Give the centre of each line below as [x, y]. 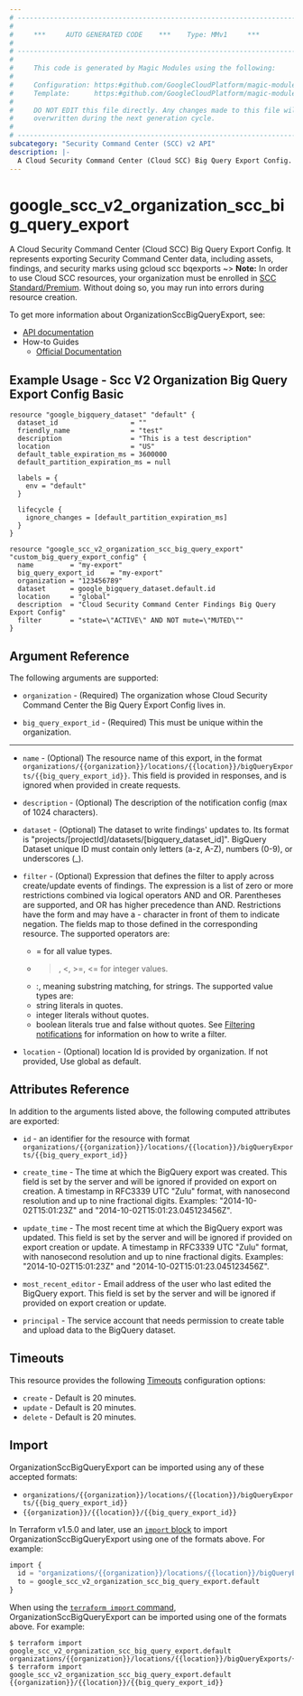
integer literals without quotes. [92, 1015]
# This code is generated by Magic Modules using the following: [143, 69]
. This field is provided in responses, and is [207, 776]
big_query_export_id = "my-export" [91, 573]
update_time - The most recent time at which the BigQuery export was [152, 1227]
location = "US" [86, 447]
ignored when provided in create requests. [101, 785]
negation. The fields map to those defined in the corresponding [140, 924]
